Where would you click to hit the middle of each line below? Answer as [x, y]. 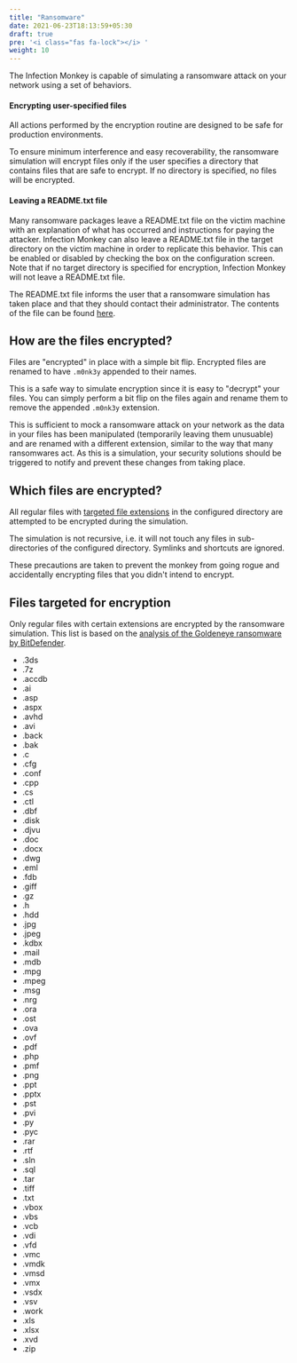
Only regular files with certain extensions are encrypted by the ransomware [147, 623]
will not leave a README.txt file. [67, 277]
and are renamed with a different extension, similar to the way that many [141, 444]
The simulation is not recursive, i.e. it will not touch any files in [123, 539]
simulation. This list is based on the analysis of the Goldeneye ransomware [145, 633]
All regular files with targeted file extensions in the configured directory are [146, 512]
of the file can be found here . [63, 313]
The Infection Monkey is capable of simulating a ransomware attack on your [148, 75]
